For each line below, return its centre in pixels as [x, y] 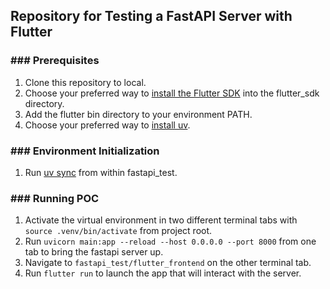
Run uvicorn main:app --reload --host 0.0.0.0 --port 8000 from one [170, 241]
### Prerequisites [55, 61]
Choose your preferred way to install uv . [107, 125]
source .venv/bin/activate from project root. [118, 231]
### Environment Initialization [85, 151]
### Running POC [55, 198]
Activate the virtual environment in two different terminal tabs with [161, 220]
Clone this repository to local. [85, 82]
